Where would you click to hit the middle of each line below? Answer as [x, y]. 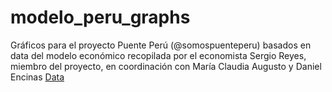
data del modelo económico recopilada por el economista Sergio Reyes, [158, 55]
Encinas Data [37, 77]
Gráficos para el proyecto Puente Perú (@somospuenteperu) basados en [161, 45]
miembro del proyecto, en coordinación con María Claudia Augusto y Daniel [166, 66]
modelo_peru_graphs [100, 17]
